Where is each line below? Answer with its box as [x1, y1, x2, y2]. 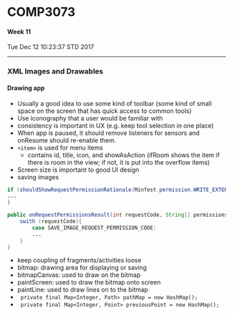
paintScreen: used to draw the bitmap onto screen [17, 278, 162, 287]
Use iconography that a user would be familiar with [17, 114, 163, 122]
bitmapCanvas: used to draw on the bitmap [17, 271, 141, 279]
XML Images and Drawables [7, 66, 104, 76]
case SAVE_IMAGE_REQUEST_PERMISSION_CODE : [32, 224, 157, 231]
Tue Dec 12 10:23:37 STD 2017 [7, 43, 95, 51]
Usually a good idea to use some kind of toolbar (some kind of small [17, 99, 212, 107]
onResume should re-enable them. [17, 136, 116, 144]
